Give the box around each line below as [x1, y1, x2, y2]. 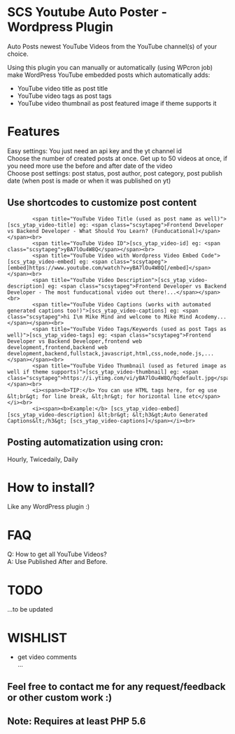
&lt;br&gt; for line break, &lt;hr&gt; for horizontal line [7, 393, 187, 400]
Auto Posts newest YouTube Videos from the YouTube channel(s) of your [7, 42, 218, 50]
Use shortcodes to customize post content [7, 197, 197, 209]
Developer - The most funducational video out [7, 288, 145, 296]
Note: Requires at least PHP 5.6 [7, 715, 146, 728]
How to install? [7, 479, 96, 495]
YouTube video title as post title [17, 84, 108, 92]
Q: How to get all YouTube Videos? [7, 550, 107, 558]
